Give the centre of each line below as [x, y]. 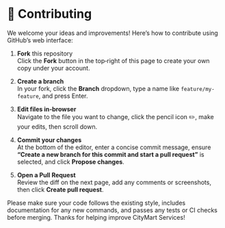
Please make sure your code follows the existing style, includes [96, 203]
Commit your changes [49, 140]
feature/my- [198, 89]
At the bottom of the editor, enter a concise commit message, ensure [114, 147]
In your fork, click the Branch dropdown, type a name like [98, 88]
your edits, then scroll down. [57, 127]
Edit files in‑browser [47, 109]
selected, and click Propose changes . [70, 162]
